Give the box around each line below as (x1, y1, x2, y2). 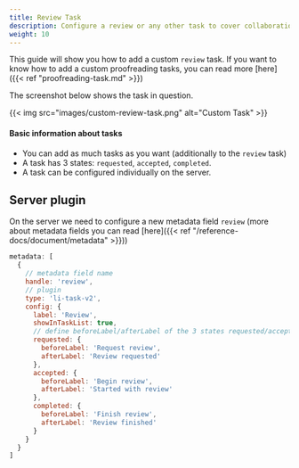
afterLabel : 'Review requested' (41, 351, 162, 361)
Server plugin (9, 193, 86, 208)
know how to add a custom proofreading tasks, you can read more (9, 63, 254, 74)
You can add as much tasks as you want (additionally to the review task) (21, 148, 287, 159)
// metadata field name (25, 269, 114, 278)
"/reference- (192, 226, 238, 236)
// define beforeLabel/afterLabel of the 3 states (32, 327, 225, 336)
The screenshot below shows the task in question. (9, 90, 194, 101)
